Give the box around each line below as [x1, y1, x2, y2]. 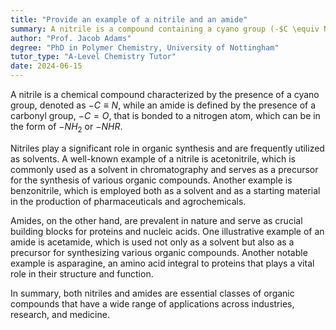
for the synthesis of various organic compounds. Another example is [10, 174, 293, 186]
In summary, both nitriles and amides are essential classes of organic [10, 287, 295, 299]
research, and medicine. [10, 308, 110, 320]
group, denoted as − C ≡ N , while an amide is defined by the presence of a [10, 99, 317, 111]
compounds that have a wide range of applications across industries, [10, 297, 295, 310]
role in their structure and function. [10, 267, 154, 280]
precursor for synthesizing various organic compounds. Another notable [10, 246, 308, 258]
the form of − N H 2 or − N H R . [10, 121, 123, 135]
